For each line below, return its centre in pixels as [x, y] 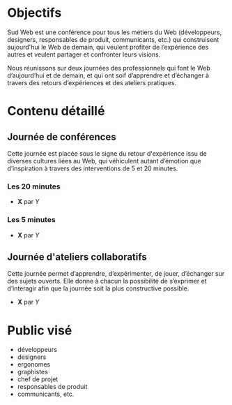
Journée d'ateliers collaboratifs [77, 257]
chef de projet [38, 379]
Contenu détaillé [56, 111]
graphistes [33, 372]
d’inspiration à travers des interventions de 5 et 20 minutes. [93, 168]
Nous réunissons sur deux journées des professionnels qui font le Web [109, 68]
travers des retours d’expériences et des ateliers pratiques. [92, 82]
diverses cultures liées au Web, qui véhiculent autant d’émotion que [104, 161]
